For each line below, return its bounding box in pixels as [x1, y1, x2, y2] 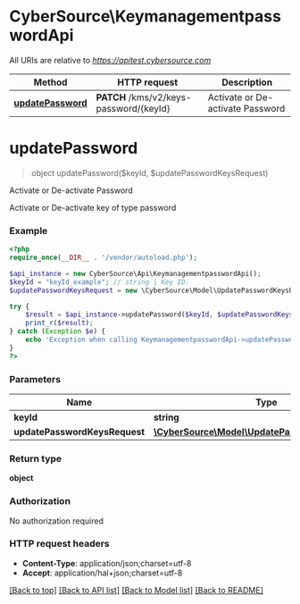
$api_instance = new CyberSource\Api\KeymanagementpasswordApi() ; [9, 269, 262, 278]
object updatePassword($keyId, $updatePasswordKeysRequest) [30, 167, 269, 178]
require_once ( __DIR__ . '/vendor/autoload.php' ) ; [9, 253, 198, 263]
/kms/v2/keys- [128, 91, 192, 104]
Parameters [9, 373, 61, 385]
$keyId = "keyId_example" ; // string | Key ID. [9, 277, 190, 287]
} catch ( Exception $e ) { [9, 327, 105, 336]
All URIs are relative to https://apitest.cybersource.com [9, 55, 212, 65]
